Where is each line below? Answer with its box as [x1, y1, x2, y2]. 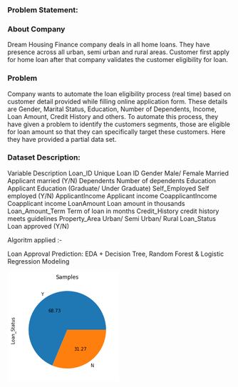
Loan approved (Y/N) [7, 222, 70, 230]
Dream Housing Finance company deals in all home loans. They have [7, 41, 210, 49]
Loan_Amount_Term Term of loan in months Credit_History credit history [7, 207, 219, 215]
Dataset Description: [7, 153, 81, 162]
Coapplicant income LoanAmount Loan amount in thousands [7, 199, 185, 207]
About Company [7, 24, 66, 33]
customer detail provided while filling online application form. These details [7, 97, 228, 105]
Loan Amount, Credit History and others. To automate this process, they [7, 112, 219, 120]
